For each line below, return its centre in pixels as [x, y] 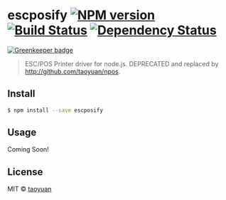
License [25, 172]
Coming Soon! [28, 149]
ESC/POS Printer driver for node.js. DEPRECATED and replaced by [122, 63]
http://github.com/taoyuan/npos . [72, 71]
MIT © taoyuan [29, 189]
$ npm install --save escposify [55, 110]
